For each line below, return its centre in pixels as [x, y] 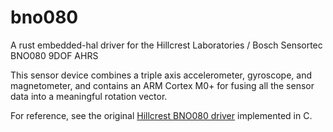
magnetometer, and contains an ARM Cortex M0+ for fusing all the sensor [162, 85]
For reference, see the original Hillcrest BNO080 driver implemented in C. [161, 115]
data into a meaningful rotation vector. [89, 96]
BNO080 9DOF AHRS [54, 55]
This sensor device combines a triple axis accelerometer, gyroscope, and [161, 75]
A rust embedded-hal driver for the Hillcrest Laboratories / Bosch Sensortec [166, 45]
